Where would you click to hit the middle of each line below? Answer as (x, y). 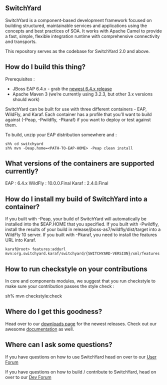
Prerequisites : (20, 79)
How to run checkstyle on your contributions (76, 269)
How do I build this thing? (45, 67)
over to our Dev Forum (28, 377)
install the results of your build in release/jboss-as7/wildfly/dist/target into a (83, 229)
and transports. (21, 41)
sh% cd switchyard (24, 144)
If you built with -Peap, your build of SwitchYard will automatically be (76, 219)
